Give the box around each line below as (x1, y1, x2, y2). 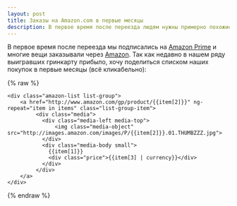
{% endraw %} (7, 191, 51, 200)
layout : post (7, 10, 46, 18)
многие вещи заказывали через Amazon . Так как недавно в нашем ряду (7, 50, 226, 59)
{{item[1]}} (48, 148, 83, 155)
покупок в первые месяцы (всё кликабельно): (7, 65, 147, 74)
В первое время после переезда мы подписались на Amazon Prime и (7, 43, 217, 51)
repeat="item (7, 105, 46, 112)
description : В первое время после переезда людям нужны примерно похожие (7, 23, 232, 30)
